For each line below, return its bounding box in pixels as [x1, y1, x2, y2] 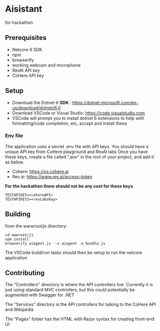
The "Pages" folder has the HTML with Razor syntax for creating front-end [5, 316, 155, 322]
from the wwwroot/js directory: [5, 223, 67, 229]
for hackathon [5, 19, 33, 25]
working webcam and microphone [12, 62, 81, 68]
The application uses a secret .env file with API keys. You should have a [5, 143, 149, 149]
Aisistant [5, 3, 42, 15]
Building [5, 210, 31, 218]
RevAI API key [12, 67, 40, 73]
